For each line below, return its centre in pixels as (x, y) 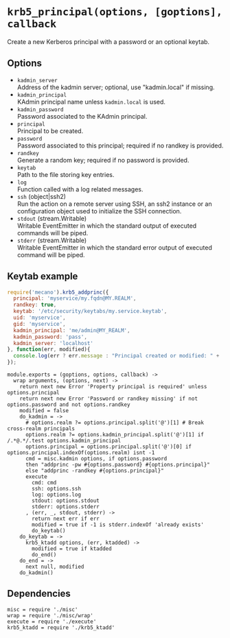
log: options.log (56, 495)
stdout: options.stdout (66, 501)
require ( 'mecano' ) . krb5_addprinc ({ (58, 292)
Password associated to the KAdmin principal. (82, 116)
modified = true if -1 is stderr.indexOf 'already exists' (118, 525)
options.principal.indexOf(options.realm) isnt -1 (81, 453)
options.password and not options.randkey (69, 405)
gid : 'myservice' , (40, 324)
